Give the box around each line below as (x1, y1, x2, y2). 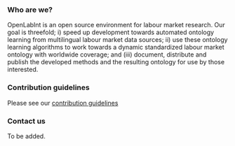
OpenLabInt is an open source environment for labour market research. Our (7, 21, 226, 29)
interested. (7, 65, 39, 74)
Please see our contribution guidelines (7, 98, 119, 107)
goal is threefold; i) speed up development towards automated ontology (7, 28, 215, 36)
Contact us (7, 116, 46, 126)
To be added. (7, 131, 46, 140)
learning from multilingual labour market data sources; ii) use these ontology (7, 36, 228, 44)
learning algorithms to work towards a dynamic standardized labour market (7, 43, 224, 52)
